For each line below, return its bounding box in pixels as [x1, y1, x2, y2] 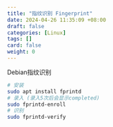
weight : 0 [7, 49, 36, 56]
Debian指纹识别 [7, 68, 52, 76]
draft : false [7, 23, 45, 30]
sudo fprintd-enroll [7, 101, 67, 108]
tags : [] [7, 36, 32, 43]
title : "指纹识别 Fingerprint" [7, 10, 93, 17]
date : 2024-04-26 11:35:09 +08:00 [7, 16, 107, 23]
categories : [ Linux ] [7, 29, 67, 36]
